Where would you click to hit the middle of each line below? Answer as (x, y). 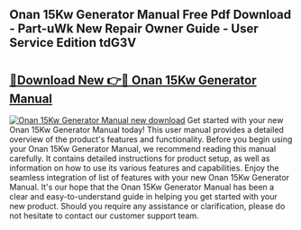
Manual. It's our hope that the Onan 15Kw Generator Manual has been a (142, 187)
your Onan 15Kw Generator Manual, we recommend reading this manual (143, 149)
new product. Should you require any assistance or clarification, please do (147, 206)
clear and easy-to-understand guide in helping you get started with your (143, 196)
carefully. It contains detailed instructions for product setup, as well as (140, 158)
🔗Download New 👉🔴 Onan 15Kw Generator (133, 80)
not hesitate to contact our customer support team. (105, 216)
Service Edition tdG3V (73, 43)
